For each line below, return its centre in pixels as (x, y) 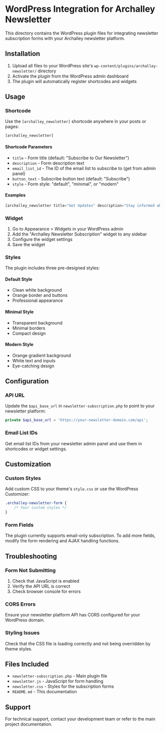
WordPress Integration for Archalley (80, 9)
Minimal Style (19, 312)
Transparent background (37, 322)
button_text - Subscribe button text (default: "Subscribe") (71, 178)
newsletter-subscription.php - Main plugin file (60, 676)
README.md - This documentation (44, 692)
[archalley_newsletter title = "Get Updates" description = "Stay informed (80, 205)
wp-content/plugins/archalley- (126, 66)
